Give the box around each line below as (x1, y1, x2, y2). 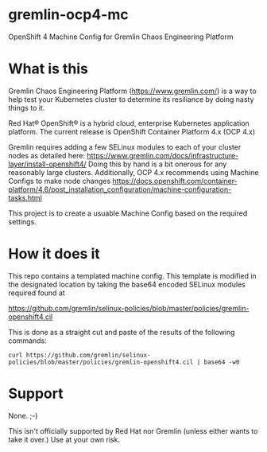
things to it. (8, 103, 45, 112)
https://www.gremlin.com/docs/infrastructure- (87, 150, 239, 160)
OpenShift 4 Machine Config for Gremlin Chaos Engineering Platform (8, 32, 234, 41)
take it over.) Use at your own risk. (8, 434, 121, 444)
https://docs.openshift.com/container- (112, 176, 238, 185)
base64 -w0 (203, 358, 240, 366)
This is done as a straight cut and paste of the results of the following (8, 327, 235, 337)
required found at (8, 288, 65, 298)
